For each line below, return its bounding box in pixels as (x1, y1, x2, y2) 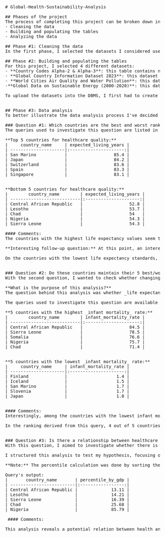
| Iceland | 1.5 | (5, 379, 130, 384)
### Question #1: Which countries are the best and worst (5, 123, 148, 128)
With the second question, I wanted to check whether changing (5, 275, 161, 280)
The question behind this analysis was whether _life (5, 290, 137, 295)
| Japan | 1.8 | (5, 394, 130, 399)
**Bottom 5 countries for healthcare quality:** (5, 187, 124, 192)
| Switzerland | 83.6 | (5, 162, 130, 167)
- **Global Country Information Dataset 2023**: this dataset (5, 73, 158, 78)
